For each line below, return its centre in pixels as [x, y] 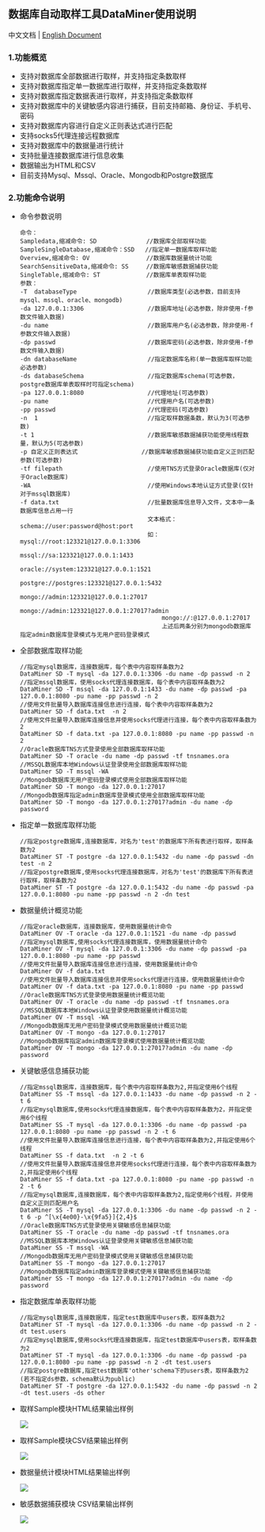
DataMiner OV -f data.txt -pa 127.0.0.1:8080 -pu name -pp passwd [131, 987]
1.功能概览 [28, 57]
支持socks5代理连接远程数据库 [70, 136]
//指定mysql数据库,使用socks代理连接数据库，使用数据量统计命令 [114, 942]
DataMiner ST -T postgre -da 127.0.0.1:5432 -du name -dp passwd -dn [137, 857]
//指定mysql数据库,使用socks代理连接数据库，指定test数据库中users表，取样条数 [138, 1340]
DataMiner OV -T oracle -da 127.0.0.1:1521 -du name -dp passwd [128, 934]
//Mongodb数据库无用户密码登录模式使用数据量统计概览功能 [103, 1026]
